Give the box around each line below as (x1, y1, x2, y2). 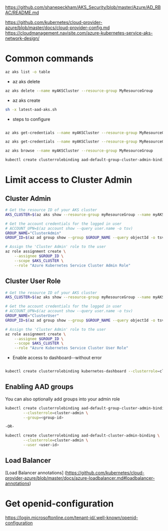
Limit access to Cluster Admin (5, 174, 132, 186)
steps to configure (12, 116, 50, 122)
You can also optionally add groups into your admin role (5, 396, 120, 402)
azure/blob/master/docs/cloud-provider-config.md (5, 25, 110, 31)
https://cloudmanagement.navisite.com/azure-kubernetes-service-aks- (5, 30, 153, 36)
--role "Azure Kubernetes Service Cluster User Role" (14, 346, 128, 351)
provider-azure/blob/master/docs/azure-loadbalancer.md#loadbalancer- (5, 475, 155, 481)
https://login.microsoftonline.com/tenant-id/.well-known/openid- (5, 514, 138, 520)
